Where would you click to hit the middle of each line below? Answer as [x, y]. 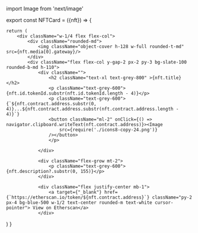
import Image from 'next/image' [45, 9]
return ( [17, 31]
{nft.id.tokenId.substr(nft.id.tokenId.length [65, 93]
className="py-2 [172, 197]
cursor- [164, 203]
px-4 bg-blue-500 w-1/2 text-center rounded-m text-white [79, 203]
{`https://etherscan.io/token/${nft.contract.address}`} [78, 197]
